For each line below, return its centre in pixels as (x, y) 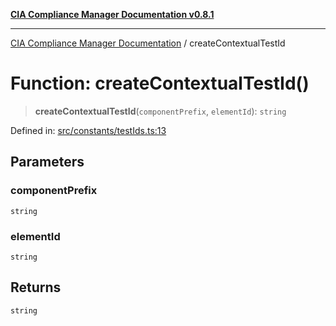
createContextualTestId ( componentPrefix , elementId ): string (160, 111)
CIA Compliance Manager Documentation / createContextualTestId (148, 43)
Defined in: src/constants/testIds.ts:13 (88, 130)
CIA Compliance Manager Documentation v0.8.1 (112, 14)
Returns (36, 287)
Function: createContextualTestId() (160, 83)
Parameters (47, 162)
